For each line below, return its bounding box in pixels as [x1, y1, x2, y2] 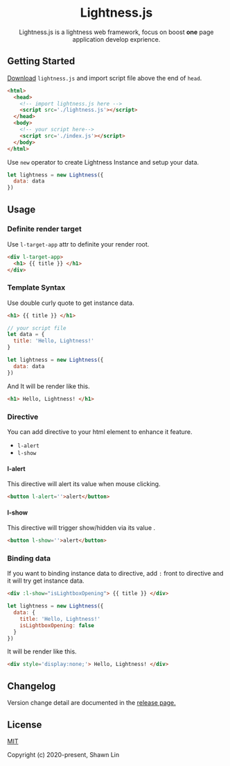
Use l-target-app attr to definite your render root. [7, 240, 150, 248]
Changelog [7, 680, 56, 692]
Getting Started [7, 56, 76, 67]
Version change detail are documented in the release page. [7, 699, 177, 707]
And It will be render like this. [7, 382, 90, 390]
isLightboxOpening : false [19, 622, 95, 629]
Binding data [7, 553, 51, 563]
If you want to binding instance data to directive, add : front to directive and [7, 569, 224, 578]
